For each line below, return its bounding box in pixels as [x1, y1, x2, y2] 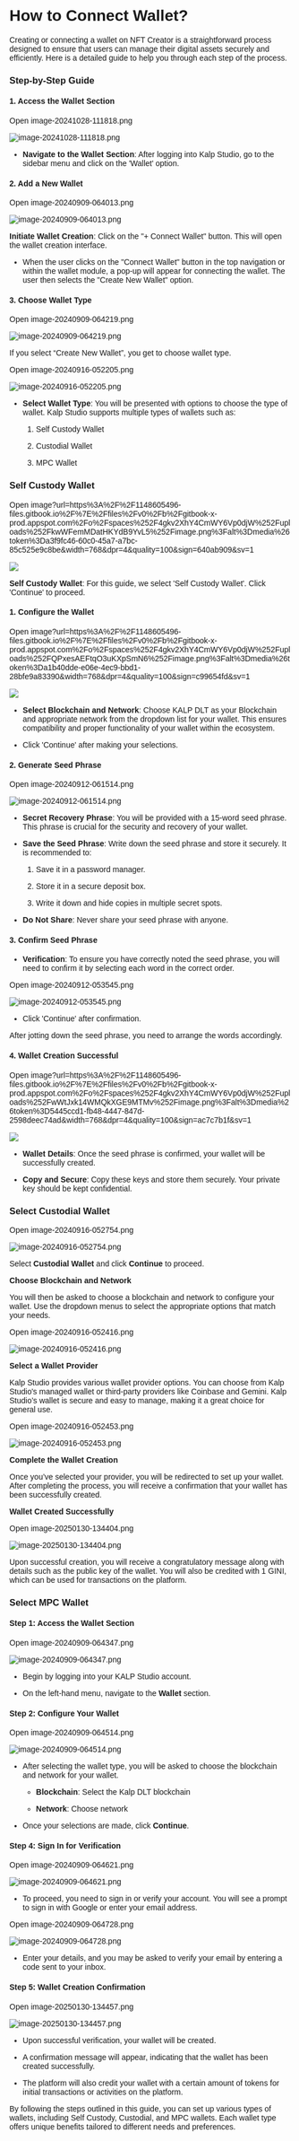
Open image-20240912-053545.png [9, 980, 134, 991]
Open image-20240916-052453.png [9, 1420, 134, 1431]
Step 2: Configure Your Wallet [9, 1708, 119, 1718]
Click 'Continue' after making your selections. [21, 739, 179, 750]
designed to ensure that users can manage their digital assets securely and [9, 43, 270, 54]
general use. [9, 1404, 54, 1414]
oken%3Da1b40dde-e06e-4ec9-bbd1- [9, 662, 141, 672]
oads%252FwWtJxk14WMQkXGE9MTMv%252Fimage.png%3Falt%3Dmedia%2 [9, 1097, 289, 1107]
